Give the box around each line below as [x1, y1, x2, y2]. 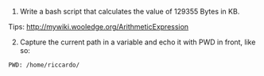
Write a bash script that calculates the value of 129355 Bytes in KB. [19, 7, 240, 16]
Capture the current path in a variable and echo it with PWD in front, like [19, 37, 256, 47]
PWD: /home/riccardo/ [8, 61, 80, 69]
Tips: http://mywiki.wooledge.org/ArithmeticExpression [8, 22, 189, 31]
